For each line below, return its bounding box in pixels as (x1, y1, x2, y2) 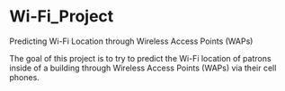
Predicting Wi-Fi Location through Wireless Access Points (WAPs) (9, 36, 254, 46)
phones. (9, 71, 40, 82)
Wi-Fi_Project (9, 6, 114, 27)
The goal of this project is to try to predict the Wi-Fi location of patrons (9, 53, 272, 63)
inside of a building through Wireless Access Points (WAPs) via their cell (9, 62, 277, 73)
